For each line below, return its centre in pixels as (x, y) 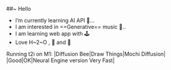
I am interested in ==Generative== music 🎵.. (70, 27)
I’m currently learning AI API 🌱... (55, 20)
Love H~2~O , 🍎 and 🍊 (43, 42)
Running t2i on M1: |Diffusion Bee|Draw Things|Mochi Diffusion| (86, 54)
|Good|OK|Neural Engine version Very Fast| (61, 60)
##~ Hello (19, 9)
